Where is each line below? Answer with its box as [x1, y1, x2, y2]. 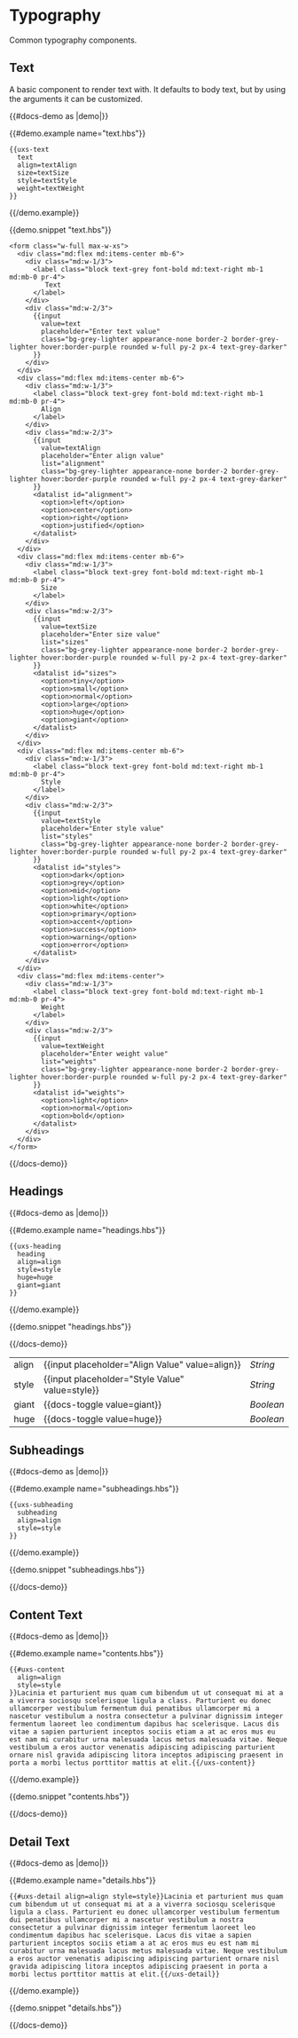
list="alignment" [41, 459, 105, 468]
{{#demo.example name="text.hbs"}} [9, 128, 146, 138]
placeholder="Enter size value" [41, 629, 161, 639]
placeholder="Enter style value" [41, 824, 165, 833]
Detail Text [9, 1834, 70, 1849]
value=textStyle [41, 816, 101, 825]
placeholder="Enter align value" [41, 451, 165, 460]
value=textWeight [41, 1041, 105, 1050]
